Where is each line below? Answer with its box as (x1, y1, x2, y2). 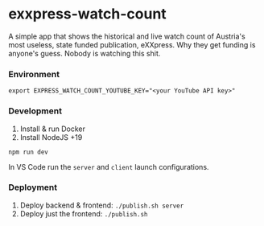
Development (8, 105, 63, 117)
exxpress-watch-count (8, 5, 167, 23)
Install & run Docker (19, 124, 86, 134)
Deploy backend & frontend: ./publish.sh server (19, 200, 184, 210)
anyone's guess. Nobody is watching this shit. (8, 48, 161, 58)
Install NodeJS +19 (19, 132, 83, 142)
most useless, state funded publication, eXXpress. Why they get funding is (8, 39, 256, 49)
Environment (8, 68, 60, 80)
